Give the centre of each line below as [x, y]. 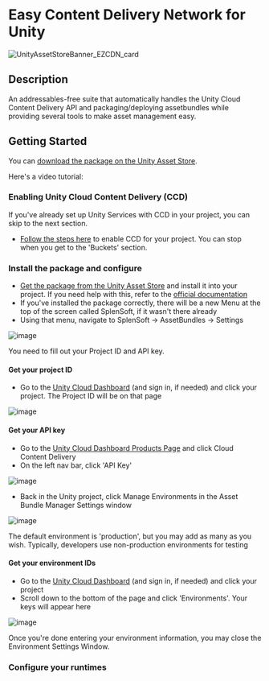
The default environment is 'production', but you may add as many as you [130, 536]
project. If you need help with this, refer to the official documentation [134, 295]
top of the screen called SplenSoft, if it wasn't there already [118, 312]
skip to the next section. [48, 223]
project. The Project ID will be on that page [91, 396]
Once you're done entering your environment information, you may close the [135, 638]
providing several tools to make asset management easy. [102, 116]
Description [38, 79]
